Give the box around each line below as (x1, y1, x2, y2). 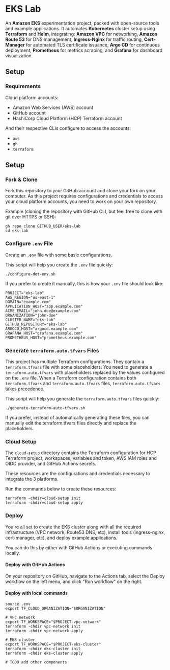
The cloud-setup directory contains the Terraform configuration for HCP (5, 450, 156, 456)
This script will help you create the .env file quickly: (5, 261, 114, 267)
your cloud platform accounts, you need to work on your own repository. (5, 198, 157, 205)
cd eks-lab (5, 228, 29, 233)
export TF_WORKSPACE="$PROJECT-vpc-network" (5, 619, 101, 624)
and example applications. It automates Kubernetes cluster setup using (5, 25, 155, 31)
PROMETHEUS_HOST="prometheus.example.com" (5, 335, 97, 340)
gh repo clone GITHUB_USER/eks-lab (5, 224, 81, 229)
